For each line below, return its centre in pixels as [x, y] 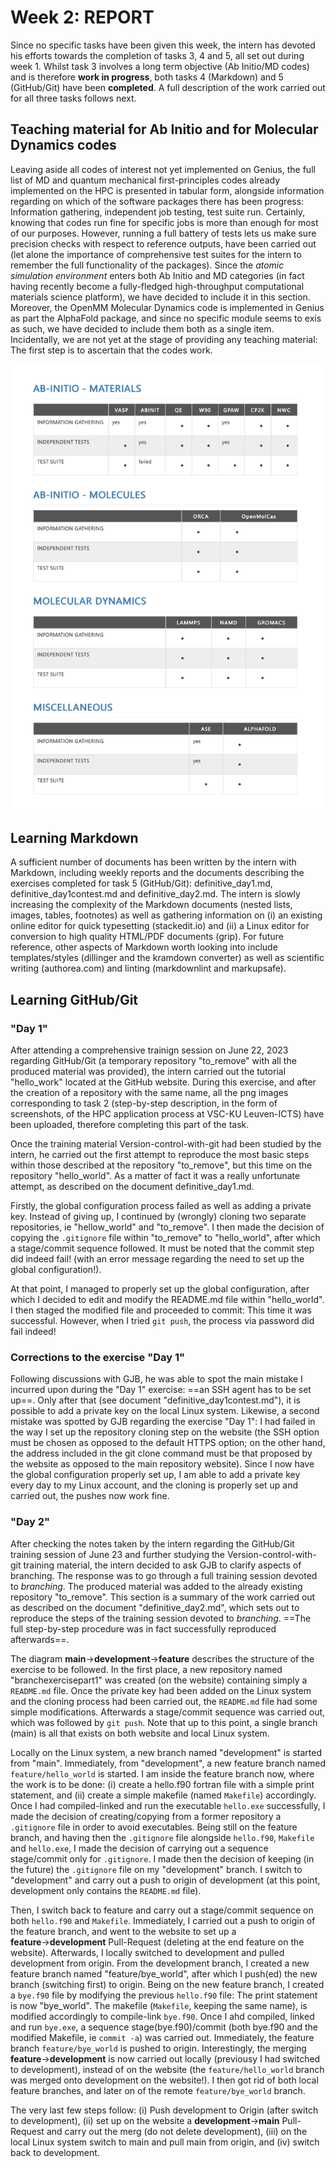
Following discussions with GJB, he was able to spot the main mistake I [156, 1379]
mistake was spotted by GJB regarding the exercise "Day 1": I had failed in [163, 1422]
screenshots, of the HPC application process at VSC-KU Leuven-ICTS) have [167, 1114]
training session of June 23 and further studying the [117, 1554]
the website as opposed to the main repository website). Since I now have [162, 1464]
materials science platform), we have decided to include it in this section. [160, 297]
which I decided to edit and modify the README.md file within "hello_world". [167, 1300]
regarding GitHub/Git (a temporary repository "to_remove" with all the [153, 1061]
